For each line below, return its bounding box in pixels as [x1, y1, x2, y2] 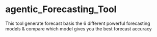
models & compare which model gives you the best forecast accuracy [5, 25, 152, 31]
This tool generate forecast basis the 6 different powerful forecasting [5, 20, 150, 26]
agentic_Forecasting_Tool [5, 4, 117, 15]
